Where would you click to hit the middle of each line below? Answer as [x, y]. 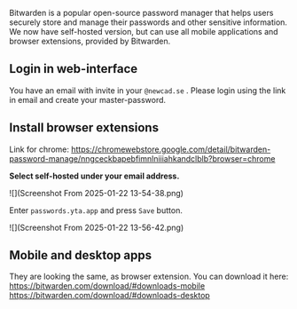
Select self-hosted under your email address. [94, 176]
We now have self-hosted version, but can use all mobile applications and [144, 32]
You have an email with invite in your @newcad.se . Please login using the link [148, 90]
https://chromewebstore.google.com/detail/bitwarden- [171, 149]
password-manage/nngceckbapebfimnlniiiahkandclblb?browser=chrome [142, 158]
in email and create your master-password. [88, 99]
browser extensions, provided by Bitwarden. [90, 41]
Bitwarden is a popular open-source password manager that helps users [141, 13]
